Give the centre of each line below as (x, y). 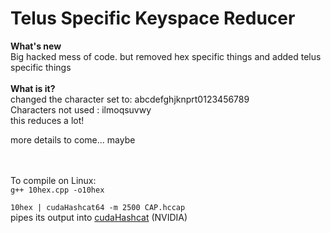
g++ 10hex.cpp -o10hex (57, 190)
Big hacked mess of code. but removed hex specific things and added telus (166, 56)
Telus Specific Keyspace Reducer (153, 18)
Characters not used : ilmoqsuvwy (81, 109)
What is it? (33, 88)
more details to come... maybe (73, 139)
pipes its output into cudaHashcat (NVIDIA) (99, 217)
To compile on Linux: (53, 180)
